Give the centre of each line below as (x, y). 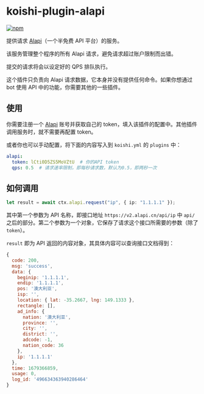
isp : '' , (28, 295)
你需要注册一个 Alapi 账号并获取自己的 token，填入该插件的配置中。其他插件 (102, 124)
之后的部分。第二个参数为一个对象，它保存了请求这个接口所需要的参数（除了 (102, 223)
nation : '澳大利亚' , (47, 317)
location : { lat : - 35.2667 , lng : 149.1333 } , (76, 300)
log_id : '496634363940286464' (50, 379)
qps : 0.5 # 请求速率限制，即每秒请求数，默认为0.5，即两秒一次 (84, 168)
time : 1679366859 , (35, 368)
